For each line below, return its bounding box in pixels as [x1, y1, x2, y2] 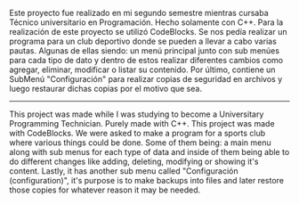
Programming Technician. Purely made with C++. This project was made [9, 118, 275, 128]
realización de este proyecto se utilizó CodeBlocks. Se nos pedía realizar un [9, 27, 287, 37]
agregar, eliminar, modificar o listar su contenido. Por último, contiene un [9, 64, 276, 75]
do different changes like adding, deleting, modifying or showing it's [9, 156, 259, 167]
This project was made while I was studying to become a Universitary [9, 109, 264, 119]
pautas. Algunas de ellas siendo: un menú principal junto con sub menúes [9, 45, 280, 56]
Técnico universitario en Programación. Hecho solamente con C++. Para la [9, 17, 283, 28]
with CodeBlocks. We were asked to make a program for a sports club [9, 128, 266, 138]
